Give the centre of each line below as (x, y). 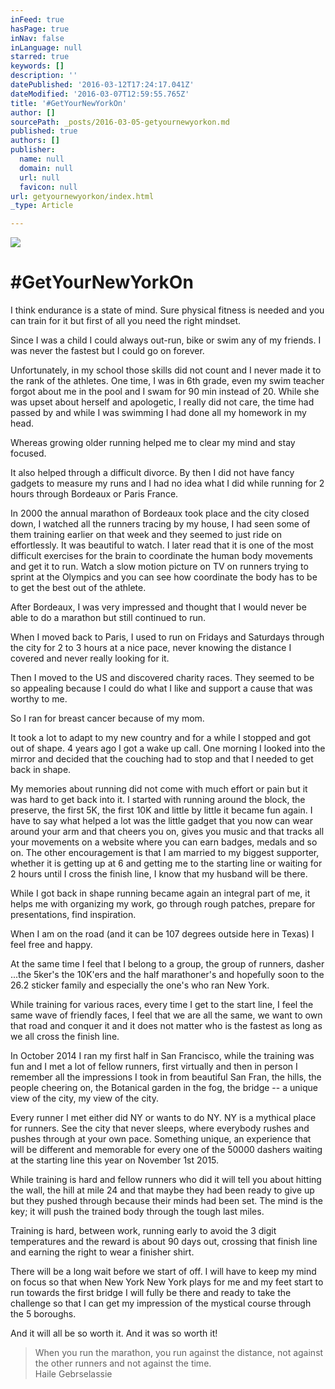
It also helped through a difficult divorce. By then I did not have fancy (152, 473)
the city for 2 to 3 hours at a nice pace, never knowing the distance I (151, 648)
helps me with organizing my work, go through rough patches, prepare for (163, 904)
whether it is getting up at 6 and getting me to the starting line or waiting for (166, 863)
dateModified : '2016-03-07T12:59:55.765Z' (100, 94)
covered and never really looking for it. (90, 658)
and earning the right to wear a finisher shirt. (102, 1252)
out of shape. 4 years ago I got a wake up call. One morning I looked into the (168, 748)
